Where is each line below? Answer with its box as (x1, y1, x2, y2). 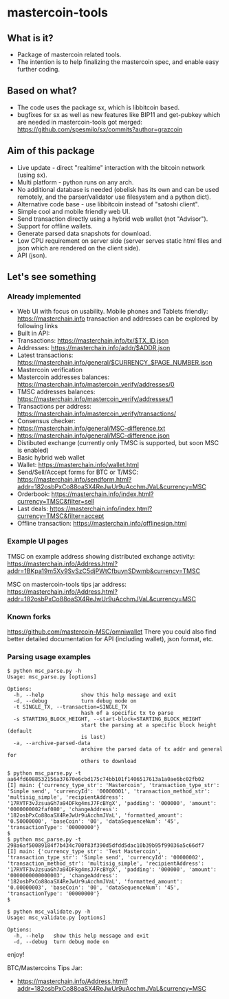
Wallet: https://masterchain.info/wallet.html (17, 461, 140, 469)
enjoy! (7, 951, 25, 959)
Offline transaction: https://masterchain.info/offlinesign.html (17, 519, 187, 528)
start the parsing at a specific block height (80, 722, 217, 729)
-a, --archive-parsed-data (13, 740, 91, 747)
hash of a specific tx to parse (80, 710, 174, 717)
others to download (80, 758, 137, 765)
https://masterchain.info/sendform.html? (17, 475, 132, 484)
